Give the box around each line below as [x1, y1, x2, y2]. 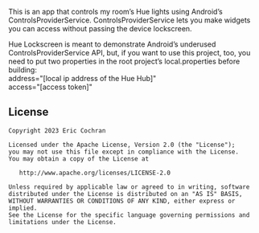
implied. [8, 204, 38, 212]
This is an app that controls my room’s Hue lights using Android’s [8, 7, 223, 16]
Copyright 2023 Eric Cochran [8, 126, 106, 135]
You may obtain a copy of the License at [8, 154, 150, 163]
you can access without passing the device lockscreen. [8, 24, 192, 33]
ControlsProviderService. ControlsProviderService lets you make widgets [8, 15, 251, 25]
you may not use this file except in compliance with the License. [8, 148, 240, 156]
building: [8, 65, 38, 75]
